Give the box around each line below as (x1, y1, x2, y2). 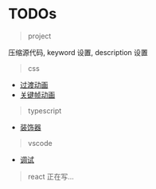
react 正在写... (27, 171, 74, 181)
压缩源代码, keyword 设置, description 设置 (8, 47, 149, 57)
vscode (27, 138, 53, 148)
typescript (27, 105, 62, 116)
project (27, 31, 52, 41)
